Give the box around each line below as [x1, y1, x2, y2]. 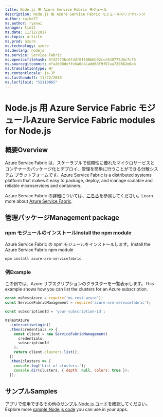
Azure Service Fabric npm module [5, 247, 73, 253]
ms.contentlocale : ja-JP [5, 71, 55, 76]
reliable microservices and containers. [5, 183, 82, 188]
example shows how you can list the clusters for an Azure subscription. [5, 286, 148, 292]
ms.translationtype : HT [5, 66, 54, 71]
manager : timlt [5, 25, 36, 30]
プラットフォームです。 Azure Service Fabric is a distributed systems [14, 172, 152, 178]
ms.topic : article [5, 35, 42, 40]
